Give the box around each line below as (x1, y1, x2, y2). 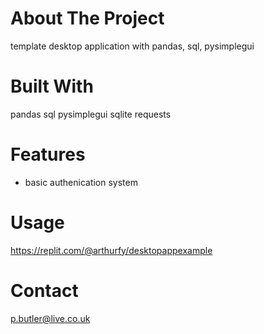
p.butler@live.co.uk (10, 312, 91, 324)
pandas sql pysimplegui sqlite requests (10, 108, 172, 120)
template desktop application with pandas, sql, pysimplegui (10, 40, 255, 52)
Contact (10, 279, 79, 302)
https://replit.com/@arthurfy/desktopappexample (10, 244, 213, 256)
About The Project (10, 7, 165, 30)
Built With (10, 75, 94, 98)
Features (10, 143, 86, 166)
